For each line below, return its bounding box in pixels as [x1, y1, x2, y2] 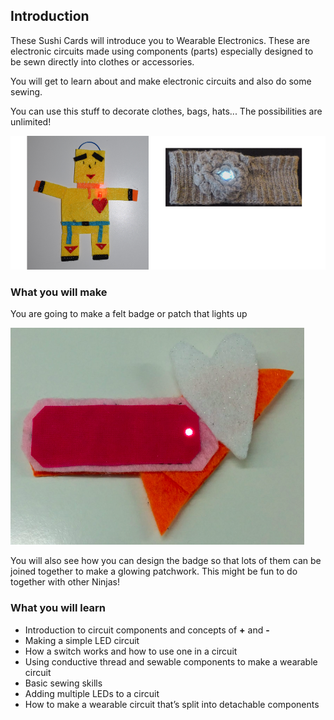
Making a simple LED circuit [24, 634, 140, 646]
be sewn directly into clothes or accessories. [10, 55, 195, 68]
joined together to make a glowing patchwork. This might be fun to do [10, 565, 298, 578]
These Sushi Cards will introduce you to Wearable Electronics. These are [10, 34, 310, 46]
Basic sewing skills [24, 677, 103, 689]
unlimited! [10, 115, 52, 128]
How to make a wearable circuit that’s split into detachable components [24, 698, 320, 710]
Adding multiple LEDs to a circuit [24, 687, 160, 699]
